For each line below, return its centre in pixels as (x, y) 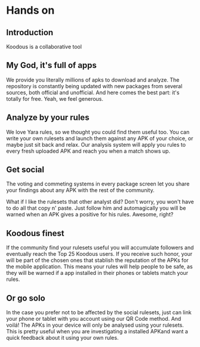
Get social (25, 170)
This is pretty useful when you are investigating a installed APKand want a (97, 331)
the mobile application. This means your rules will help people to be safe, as (99, 267)
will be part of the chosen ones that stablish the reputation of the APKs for (98, 261)
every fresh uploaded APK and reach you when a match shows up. (88, 151)
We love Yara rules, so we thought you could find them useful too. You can (98, 132)
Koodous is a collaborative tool (44, 47)
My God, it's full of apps (52, 65)
